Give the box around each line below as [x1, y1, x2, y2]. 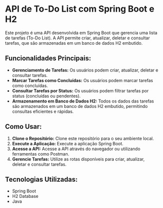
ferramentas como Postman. [12, 151, 70, 156]
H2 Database [12, 193, 39, 199]
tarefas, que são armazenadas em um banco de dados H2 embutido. [5, 40, 143, 46]
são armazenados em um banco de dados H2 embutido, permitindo [12, 103, 148, 109]
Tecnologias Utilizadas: [5, 175, 78, 183]
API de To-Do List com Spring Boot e [5, 3, 155, 15]
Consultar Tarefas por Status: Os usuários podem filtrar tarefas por [12, 87, 149, 93]
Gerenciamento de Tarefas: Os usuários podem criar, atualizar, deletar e [12, 67, 159, 73]
